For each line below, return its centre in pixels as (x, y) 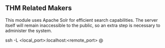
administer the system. (29, 30)
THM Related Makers (38, 8)
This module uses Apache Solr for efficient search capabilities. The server (81, 20)
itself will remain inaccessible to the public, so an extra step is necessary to (83, 25)
